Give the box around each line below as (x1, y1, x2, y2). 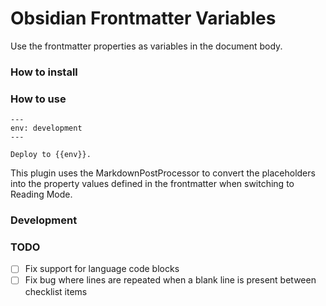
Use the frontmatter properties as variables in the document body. (10, 40, 283, 52)
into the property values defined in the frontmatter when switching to (10, 178, 295, 190)
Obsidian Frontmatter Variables (10, 7, 277, 30)
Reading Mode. (10, 188, 73, 201)
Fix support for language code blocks (24, 263, 180, 275)
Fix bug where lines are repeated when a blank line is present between (24, 274, 317, 286)
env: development (10, 123, 83, 134)
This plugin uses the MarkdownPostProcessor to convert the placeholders (10, 167, 316, 179)
